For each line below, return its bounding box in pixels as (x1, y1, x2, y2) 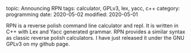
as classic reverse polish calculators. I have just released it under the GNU (6, 35, 185, 41)
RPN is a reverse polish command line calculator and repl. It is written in (6, 22, 179, 29)
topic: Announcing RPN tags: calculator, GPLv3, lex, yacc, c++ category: (6, 5, 180, 12)
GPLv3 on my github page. (6, 40, 70, 47)
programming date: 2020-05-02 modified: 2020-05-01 (6, 11, 138, 18)
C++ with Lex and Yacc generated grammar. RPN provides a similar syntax (6, 28, 186, 35)
